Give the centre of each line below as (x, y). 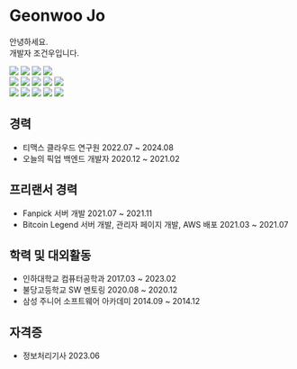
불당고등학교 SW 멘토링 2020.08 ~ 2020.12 (100, 290)
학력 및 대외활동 (50, 255)
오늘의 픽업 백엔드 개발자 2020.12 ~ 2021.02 (101, 158)
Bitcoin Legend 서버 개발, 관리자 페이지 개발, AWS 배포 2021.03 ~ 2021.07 (155, 224)
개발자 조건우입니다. (44, 53)
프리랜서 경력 (44, 190)
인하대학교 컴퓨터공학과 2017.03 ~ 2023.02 (99, 279)
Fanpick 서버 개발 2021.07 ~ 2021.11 (87, 213)
